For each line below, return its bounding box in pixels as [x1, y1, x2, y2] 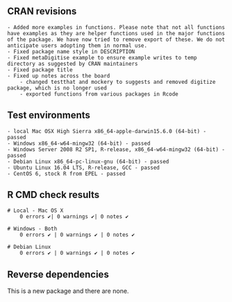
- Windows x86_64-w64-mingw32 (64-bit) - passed [7, 140, 151, 147]
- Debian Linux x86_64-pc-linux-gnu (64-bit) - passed [7, 158, 169, 165]
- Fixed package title [7, 66, 73, 73]
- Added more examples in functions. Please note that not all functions [7, 24, 226, 30]
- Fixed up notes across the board [7, 72, 110, 79]
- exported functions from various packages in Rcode [19, 90, 179, 98]
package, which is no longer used [7, 85, 108, 91]
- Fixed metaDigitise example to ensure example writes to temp [7, 54, 197, 61]
